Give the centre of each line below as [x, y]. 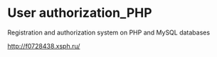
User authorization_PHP [80, 13]
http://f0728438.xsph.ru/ [44, 46]
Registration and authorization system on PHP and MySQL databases [109, 32]
